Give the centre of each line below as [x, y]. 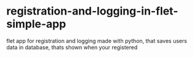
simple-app [36, 24]
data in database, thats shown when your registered [72, 47]
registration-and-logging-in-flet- [93, 11]
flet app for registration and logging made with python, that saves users [97, 41]
